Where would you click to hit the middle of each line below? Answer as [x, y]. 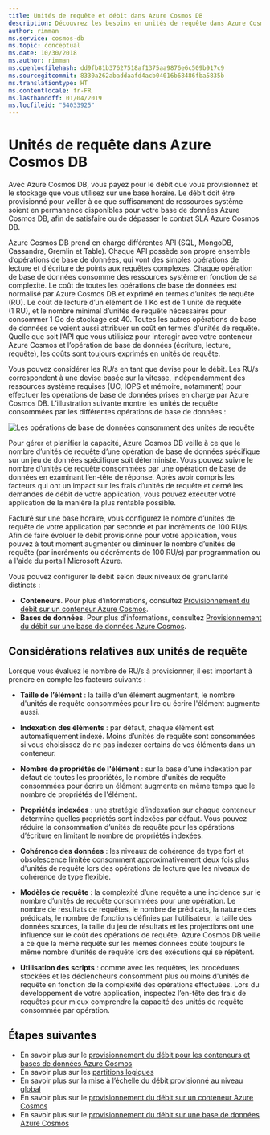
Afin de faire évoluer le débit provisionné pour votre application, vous [123, 536]
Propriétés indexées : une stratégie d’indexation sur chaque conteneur [137, 810]
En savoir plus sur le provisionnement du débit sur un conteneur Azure [137, 1097]
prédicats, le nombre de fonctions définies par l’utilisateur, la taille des [135, 917]
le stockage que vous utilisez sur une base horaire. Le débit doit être [122, 193]
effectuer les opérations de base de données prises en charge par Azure [129, 395]
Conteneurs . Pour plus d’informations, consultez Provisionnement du [135, 601]
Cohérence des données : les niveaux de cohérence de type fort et [132, 851]
